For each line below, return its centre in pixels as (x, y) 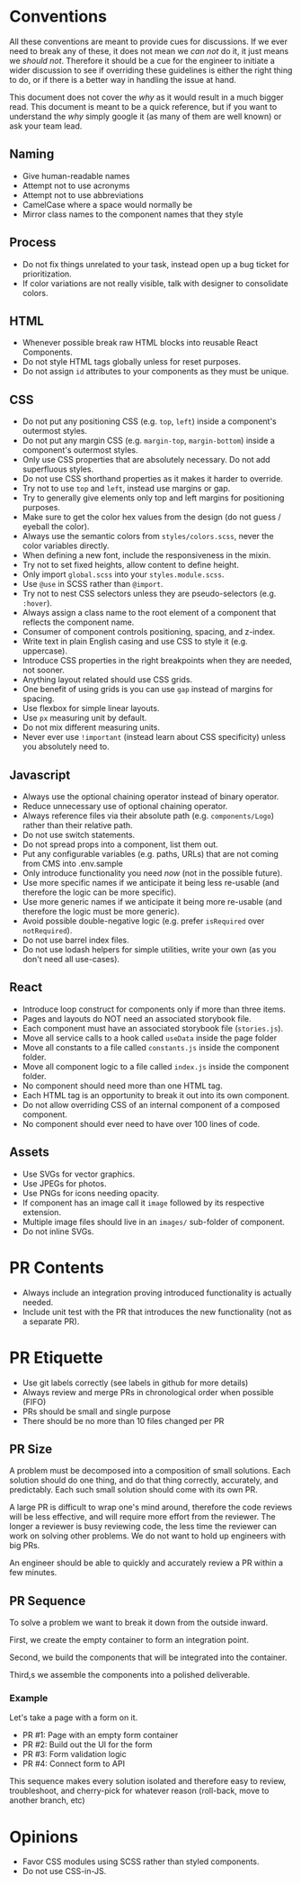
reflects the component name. (78, 622)
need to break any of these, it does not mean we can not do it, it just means (149, 50)
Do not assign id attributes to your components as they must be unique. (155, 372)
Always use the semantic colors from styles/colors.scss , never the (148, 536)
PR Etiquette (56, 1357)
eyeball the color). (56, 527)
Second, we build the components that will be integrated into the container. (148, 1657)
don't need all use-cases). (71, 959)
